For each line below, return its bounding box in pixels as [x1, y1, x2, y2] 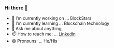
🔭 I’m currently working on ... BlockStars [11, 16, 92, 21]
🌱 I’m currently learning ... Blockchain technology [11, 20, 110, 26]
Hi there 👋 [4, 4, 28, 11]
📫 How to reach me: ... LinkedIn [11, 31, 76, 37]
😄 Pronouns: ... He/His [11, 38, 57, 44]
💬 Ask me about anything [11, 26, 62, 32]
